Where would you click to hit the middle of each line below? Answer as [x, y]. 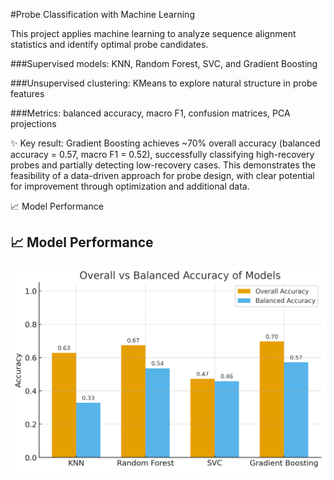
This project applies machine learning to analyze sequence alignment [153, 33]
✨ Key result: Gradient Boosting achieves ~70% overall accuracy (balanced [165, 143]
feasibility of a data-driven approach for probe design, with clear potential [162, 175]
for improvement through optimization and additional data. [130, 186]
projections [33, 123]
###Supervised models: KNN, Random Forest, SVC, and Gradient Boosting [164, 63]
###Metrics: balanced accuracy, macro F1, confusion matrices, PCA [150, 113]
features [27, 93]
